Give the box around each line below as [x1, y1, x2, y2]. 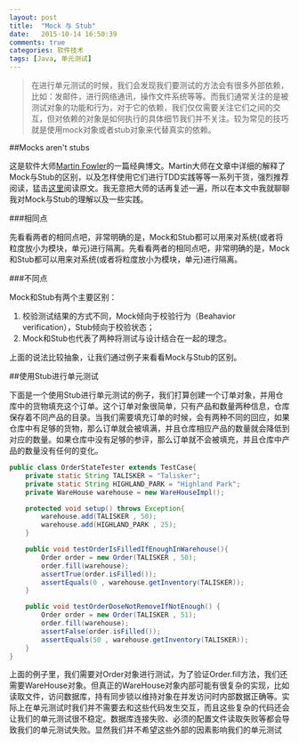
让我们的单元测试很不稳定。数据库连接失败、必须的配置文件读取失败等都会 [9, 714, 282, 724]
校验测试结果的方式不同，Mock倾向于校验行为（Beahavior [21, 311, 236, 321]
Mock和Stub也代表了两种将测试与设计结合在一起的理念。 [21, 333, 231, 343]
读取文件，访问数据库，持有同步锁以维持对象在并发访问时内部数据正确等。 [9, 691, 282, 702]
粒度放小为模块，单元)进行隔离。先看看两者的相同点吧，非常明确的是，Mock [9, 243, 290, 254]
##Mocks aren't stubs [9, 142, 91, 152]
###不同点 [9, 273, 48, 283]
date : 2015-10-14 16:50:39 [9, 29, 117, 38]
